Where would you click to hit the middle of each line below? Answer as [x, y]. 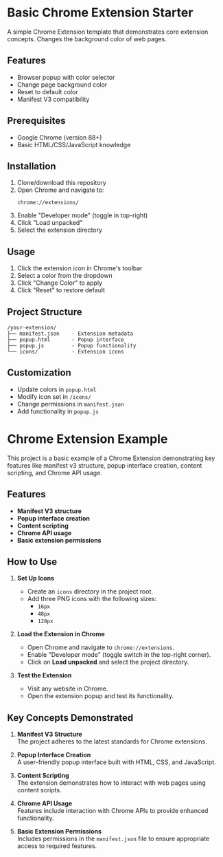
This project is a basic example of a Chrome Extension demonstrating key [111, 458]
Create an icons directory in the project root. [90, 592]
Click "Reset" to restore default [61, 290]
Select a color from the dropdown [64, 276]
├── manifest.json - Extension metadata [70, 334]
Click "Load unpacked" [50, 223]
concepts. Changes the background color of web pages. [87, 39]
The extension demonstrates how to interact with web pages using [111, 783]
